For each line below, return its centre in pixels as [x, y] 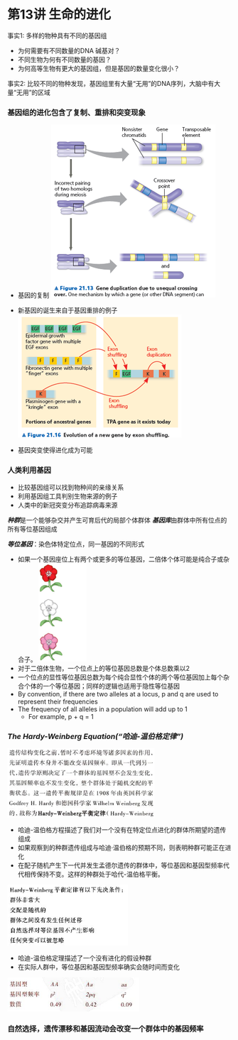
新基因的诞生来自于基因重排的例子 [67, 310]
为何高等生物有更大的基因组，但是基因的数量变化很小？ [98, 68]
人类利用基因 [29, 471]
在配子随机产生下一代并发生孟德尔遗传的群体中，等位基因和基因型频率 [120, 865]
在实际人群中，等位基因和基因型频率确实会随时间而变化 [98, 967]
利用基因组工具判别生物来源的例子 [67, 496]
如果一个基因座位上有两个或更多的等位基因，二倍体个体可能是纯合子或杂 [123, 559]
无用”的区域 [34, 92]
